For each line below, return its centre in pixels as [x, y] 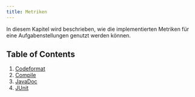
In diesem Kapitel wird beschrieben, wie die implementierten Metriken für [98, 29]
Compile [25, 75]
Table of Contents [41, 55]
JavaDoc [26, 81]
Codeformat [30, 69]
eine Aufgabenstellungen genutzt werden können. [69, 35]
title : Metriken [27, 12]
